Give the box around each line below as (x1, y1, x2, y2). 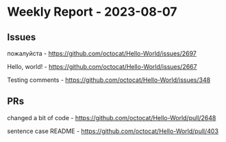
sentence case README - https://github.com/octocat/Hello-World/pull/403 (7, 127, 219, 135)
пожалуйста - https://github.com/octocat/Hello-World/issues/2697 (7, 49, 197, 57)
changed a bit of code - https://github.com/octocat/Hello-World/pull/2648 (7, 113, 216, 122)
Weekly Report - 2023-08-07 (7, 4, 177, 20)
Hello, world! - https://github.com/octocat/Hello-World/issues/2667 (7, 63, 197, 70)
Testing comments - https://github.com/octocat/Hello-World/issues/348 (7, 76, 211, 84)
